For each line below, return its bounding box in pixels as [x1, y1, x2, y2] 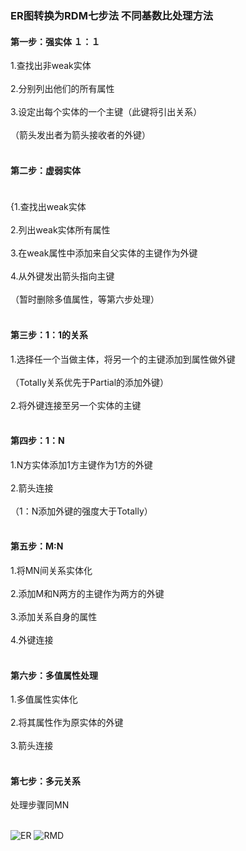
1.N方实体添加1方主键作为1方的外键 [10, 458, 153, 471]
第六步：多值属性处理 [10, 669, 98, 681]
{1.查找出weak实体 [10, 201, 87, 213]
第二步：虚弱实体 [10, 164, 81, 176]
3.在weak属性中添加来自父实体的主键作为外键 [10, 247, 198, 259]
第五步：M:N [10, 540, 64, 552]
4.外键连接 [10, 633, 54, 646]
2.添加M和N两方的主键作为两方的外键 [10, 587, 165, 599]
